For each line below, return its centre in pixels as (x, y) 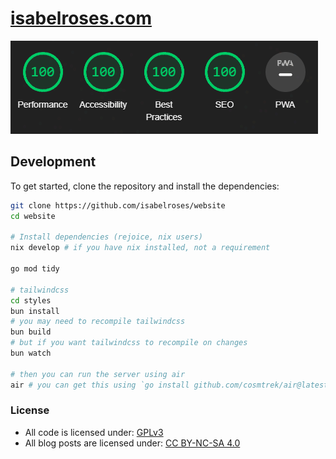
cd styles (31, 300)
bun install (35, 311)
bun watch (31, 353)
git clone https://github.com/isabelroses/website (118, 205)
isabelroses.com (81, 18)
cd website (33, 216)
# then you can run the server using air (98, 374)
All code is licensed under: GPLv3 (94, 432)
